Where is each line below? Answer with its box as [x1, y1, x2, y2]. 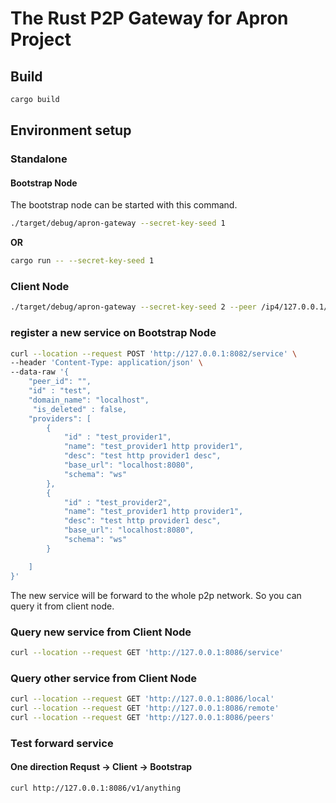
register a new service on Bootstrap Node [10, 326, 217, 340]
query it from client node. [10, 600, 115, 612]
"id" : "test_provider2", [63, 497, 172, 507]
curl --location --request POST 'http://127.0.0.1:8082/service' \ [10, 348, 298, 359]
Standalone [10, 152, 68, 166]
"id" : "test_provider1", [63, 432, 172, 442]
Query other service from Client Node [10, 671, 198, 685]
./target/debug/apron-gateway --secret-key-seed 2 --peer [10, 302, 257, 312]
